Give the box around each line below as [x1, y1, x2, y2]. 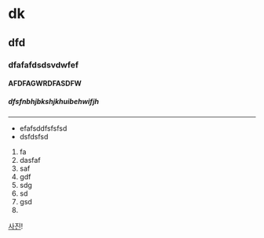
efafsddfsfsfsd [19, 124, 68, 133]
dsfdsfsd [19, 132, 49, 142]
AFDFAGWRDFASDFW [8, 79, 82, 88]
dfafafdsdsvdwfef [8, 59, 79, 70]
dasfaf [19, 156, 41, 165]
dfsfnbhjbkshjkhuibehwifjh [8, 96, 100, 106]
